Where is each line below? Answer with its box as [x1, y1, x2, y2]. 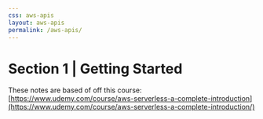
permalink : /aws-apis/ [8, 26, 82, 34]
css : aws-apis [8, 11, 55, 20]
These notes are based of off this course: [8, 85, 142, 95]
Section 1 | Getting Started [8, 59, 183, 78]
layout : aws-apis [8, 19, 65, 27]
